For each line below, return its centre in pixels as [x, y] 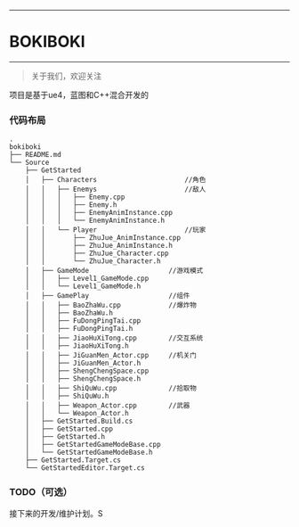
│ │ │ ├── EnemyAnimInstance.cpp [99, 213]
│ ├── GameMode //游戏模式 [114, 271]
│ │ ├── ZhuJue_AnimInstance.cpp [103, 238]
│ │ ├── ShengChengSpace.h [83, 379]
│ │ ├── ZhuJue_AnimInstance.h [99, 246]
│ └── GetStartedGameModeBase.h [89, 453]
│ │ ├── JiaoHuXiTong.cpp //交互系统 [114, 338]
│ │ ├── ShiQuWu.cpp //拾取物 [111, 389]
